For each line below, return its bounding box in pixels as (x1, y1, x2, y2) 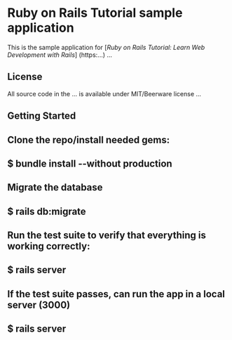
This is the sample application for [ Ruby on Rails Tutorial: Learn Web (7, 43, 205, 51)
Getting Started (7, 110, 76, 122)
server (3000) (7, 299, 71, 310)
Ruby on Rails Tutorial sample (7, 5, 183, 21)
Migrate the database (7, 181, 103, 194)
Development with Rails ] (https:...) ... (7, 51, 113, 59)
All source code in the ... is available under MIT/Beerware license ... (7, 89, 202, 98)
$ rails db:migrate (7, 205, 86, 217)
